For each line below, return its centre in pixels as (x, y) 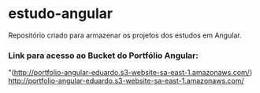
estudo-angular (61, 14)
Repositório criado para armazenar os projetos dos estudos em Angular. (125, 35)
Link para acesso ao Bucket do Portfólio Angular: (103, 55)
